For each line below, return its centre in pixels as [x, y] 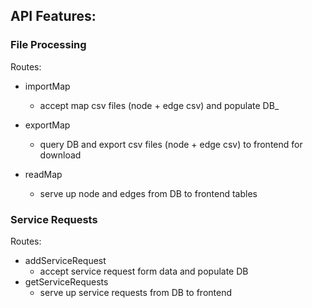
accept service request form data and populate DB [144, 271]
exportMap [47, 125]
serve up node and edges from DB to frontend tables [148, 193]
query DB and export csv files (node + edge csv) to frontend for [171, 144]
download [60, 155]
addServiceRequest [65, 260]
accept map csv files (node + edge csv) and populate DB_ [159, 105]
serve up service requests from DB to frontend [136, 292]
